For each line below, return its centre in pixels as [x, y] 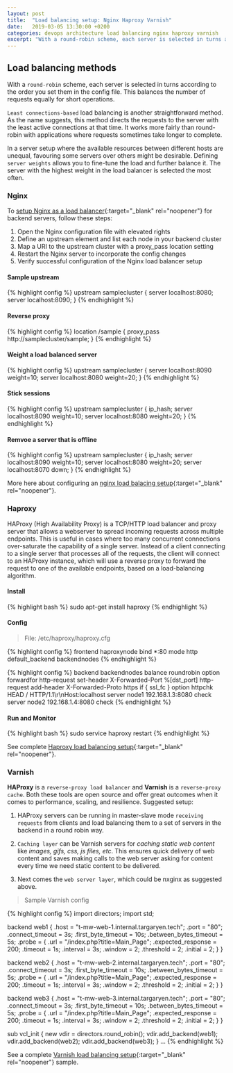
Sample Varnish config [57, 900]
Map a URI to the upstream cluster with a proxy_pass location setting [115, 247]
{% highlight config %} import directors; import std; [81, 914]
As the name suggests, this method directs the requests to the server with [113, 120]
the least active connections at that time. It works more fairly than [101, 127]
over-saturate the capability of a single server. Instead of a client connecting [116, 546]
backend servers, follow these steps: [60, 218]
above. [27, 887]
